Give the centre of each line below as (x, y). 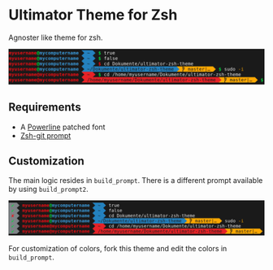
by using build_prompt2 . (49, 189)
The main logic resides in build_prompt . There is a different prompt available (136, 181)
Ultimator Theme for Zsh (93, 15)
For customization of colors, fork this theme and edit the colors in (118, 249)
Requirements (45, 107)
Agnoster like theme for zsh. (56, 37)
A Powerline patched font (63, 127)
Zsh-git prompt (45, 135)
